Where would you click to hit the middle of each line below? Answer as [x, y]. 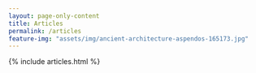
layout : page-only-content [54, 16]
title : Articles [36, 24]
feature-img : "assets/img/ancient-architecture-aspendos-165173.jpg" [129, 39]
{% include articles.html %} [54, 62]
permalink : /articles [45, 31]
